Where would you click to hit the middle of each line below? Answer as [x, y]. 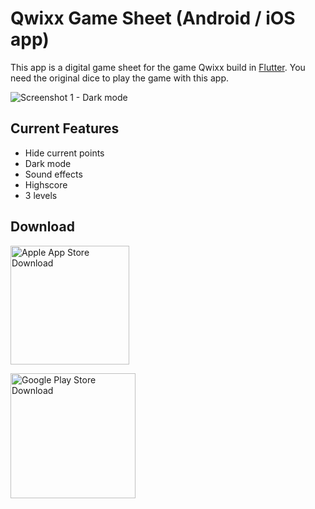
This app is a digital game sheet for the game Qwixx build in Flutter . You [158, 67]
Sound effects [53, 174]
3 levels [41, 195]
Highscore [46, 184]
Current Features [65, 128]
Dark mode [48, 163]
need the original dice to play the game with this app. [119, 78]
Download [42, 227]
